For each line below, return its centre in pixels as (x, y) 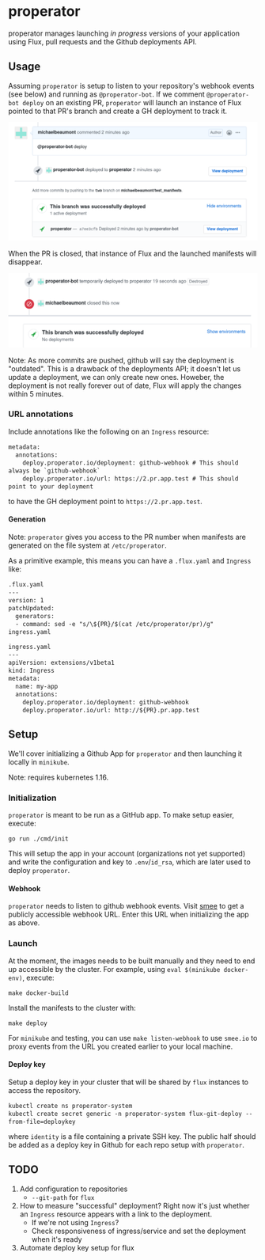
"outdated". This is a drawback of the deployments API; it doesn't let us (125, 368)
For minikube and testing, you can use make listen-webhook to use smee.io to (133, 1038)
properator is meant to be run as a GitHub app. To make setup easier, (121, 815)
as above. (24, 923)
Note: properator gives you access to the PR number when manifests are (127, 537)
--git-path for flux (63, 1197)
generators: (35, 617)
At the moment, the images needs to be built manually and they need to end (132, 961)
